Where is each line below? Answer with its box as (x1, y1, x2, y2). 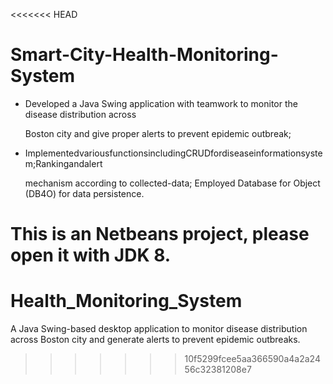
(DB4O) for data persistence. (24, 187, 145, 199)
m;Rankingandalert (24, 157, 103, 169)
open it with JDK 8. (10, 244, 172, 267)
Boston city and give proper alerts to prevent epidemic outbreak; (24, 127, 292, 139)
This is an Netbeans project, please (10, 223, 310, 246)
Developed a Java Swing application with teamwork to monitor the (24, 97, 298, 109)
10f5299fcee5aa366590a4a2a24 (184, 353, 321, 365)
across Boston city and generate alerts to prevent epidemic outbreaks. (10, 334, 301, 346)
